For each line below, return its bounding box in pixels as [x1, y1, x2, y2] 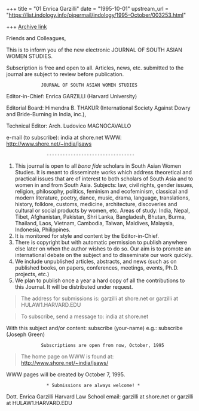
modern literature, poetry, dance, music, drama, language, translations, [14, 194, 190, 201]
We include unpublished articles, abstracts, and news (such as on [14, 258, 177, 265]
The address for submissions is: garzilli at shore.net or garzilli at [20, 295, 178, 302]
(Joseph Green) [6, 331, 45, 338]
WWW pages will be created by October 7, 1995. [6, 371, 125, 378]
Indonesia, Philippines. [14, 226, 71, 233]
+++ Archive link [6, 23, 47, 30]
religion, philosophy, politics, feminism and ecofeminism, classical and [14, 188, 188, 195]
